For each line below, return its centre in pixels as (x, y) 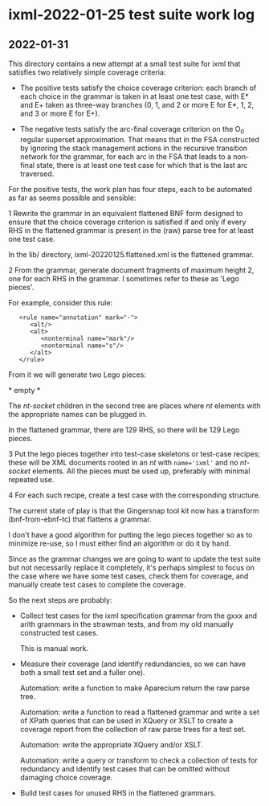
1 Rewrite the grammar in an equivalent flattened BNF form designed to (126, 213)
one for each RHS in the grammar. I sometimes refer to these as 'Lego (124, 278)
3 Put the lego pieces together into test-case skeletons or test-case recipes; (134, 454)
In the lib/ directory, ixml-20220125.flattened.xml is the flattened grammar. (131, 254)
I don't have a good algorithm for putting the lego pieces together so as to (130, 534)
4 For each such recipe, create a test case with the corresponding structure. (134, 495)
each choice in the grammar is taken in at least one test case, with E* (134, 96)
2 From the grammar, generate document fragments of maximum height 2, (131, 270)
